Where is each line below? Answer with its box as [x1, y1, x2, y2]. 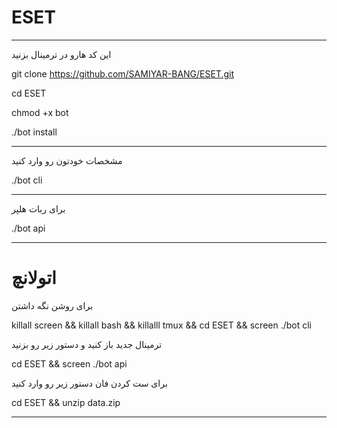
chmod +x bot [11, 106, 69, 118]
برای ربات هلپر [11, 202, 66, 215]
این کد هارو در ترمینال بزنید [11, 48, 112, 60]
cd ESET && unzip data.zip [11, 396, 121, 408]
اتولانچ [11, 267, 57, 290]
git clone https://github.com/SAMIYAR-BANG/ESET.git [11, 67, 235, 80]
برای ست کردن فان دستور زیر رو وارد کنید [11, 377, 168, 389]
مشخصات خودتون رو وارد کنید [11, 154, 123, 166]
